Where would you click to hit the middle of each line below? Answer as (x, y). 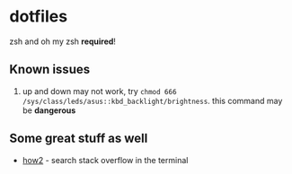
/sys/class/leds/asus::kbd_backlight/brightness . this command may (152, 100)
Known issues (50, 70)
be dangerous (49, 110)
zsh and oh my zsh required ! (63, 41)
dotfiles (39, 17)
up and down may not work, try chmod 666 (99, 91)
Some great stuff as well (79, 139)
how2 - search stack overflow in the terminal (105, 160)
